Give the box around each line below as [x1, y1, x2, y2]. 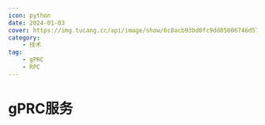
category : [8, 33, 41, 42]
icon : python [8, 11, 51, 20]
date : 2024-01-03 [8, 19, 65, 27]
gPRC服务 [8, 100, 73, 117]
